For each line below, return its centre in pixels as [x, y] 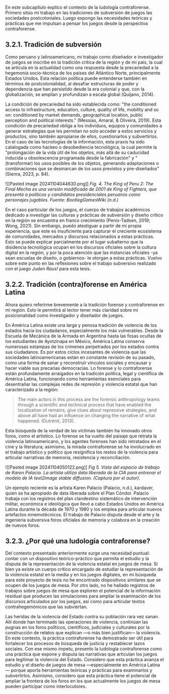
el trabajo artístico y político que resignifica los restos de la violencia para [82, 452]
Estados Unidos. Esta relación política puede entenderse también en [76, 78]
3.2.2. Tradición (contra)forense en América [76, 285]
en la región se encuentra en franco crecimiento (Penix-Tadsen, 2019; [78, 220]
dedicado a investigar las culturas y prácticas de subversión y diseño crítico [84, 215]
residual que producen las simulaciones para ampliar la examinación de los [83, 596]
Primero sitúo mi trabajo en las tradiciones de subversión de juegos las [79, 13]
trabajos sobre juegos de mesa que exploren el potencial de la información [83, 591]
